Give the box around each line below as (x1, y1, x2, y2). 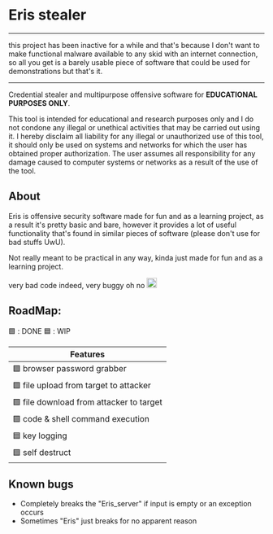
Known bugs (8, 477, 75, 491)
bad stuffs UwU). (8, 237, 66, 247)
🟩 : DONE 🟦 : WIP (8, 326, 71, 335)
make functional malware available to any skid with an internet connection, (8, 49, 258, 59)
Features (70, 348, 106, 360)
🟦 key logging (12, 430, 67, 441)
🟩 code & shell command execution (12, 413, 150, 424)
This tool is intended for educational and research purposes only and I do (8, 114, 254, 124)
